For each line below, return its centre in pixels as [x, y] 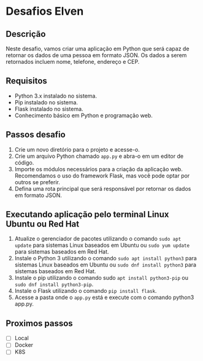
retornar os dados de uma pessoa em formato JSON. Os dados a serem [96, 55]
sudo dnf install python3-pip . [54, 284]
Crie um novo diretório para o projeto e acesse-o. [77, 149]
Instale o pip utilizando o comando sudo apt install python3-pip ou [101, 278]
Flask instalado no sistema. [49, 109]
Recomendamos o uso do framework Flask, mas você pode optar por [102, 176]
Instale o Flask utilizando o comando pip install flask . [86, 291]
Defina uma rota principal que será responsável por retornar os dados [103, 188]
